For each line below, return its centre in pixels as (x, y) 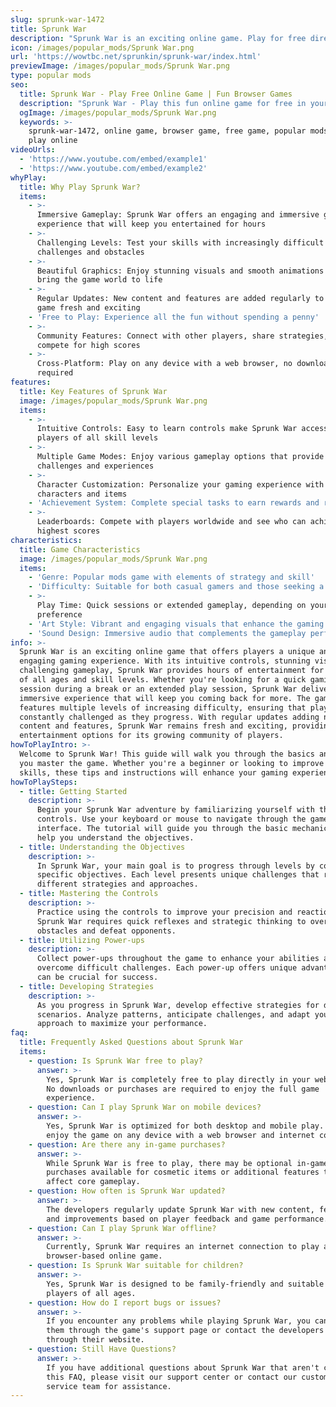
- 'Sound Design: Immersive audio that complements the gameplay (167, 633)
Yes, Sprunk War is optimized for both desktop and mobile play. (185, 1126)
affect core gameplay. (93, 1182)
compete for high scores (88, 345)
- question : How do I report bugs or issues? (125, 1302)
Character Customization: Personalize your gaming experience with (180, 484)
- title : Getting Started (73, 791)
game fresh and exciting (88, 308)
